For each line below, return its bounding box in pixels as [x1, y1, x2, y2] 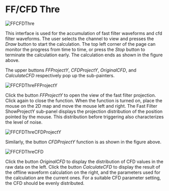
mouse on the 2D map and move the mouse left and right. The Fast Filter [5, 103, 158, 109]
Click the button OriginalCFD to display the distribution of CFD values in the [5, 158, 164, 165]
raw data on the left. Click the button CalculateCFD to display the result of [5, 164, 160, 170]
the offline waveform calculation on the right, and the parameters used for [5, 169, 161, 175]
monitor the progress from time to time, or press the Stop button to [5, 46, 145, 52]
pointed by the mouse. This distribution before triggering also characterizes [5, 113, 164, 120]
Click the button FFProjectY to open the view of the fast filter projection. [5, 92, 156, 98]
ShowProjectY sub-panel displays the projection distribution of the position [5, 108, 163, 114]
